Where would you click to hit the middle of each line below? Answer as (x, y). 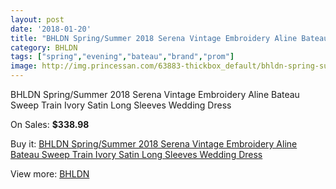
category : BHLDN (44, 47)
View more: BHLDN (50, 174)
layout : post (37, 19)
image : (24, 66)
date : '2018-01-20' (51, 29)
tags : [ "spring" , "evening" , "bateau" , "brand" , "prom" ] (122, 57)
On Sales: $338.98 (50, 124)
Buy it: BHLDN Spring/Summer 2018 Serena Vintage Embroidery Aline (154, 144)
